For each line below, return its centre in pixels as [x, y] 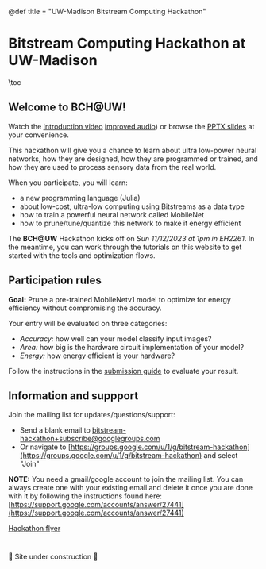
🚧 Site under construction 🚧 [53, 556]
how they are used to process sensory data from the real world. [112, 167]
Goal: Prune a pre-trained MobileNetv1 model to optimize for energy [120, 299]
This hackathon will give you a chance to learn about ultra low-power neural [133, 150]
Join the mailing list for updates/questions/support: [92, 415]
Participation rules [55, 281]
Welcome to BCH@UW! [67, 108]
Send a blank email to [55, 430]
